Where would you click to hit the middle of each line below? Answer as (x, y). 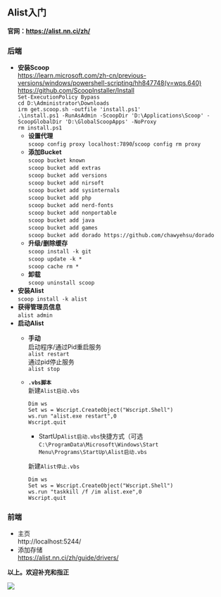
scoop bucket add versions (68, 176)
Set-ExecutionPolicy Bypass (58, 97)
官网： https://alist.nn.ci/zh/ (49, 31)
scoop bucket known (57, 161)
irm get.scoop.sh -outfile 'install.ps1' (79, 110)
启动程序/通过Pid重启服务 (65, 347)
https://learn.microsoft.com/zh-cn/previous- (82, 75)
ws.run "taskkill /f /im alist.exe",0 (85, 492)
